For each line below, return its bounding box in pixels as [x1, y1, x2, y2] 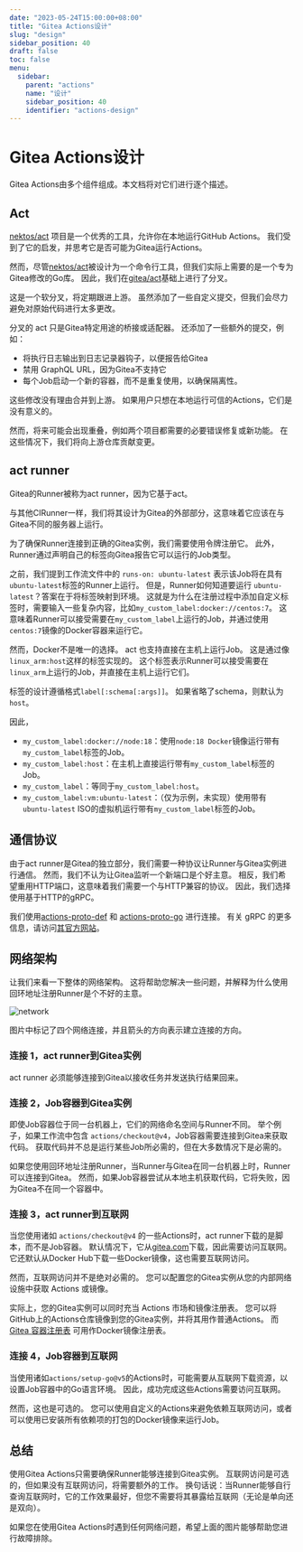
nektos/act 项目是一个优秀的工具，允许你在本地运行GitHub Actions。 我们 [9, 231, 284, 241]
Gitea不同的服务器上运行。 [9, 519, 108, 529]
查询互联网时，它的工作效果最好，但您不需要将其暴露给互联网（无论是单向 [9, 1491, 286, 1502]
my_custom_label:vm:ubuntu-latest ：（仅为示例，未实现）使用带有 [22, 791, 267, 802]
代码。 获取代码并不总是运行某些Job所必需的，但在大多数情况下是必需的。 [9, 1142, 287, 1153]
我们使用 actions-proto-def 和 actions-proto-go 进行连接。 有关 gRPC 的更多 [9, 911, 292, 921]
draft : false [9, 47, 59, 56]
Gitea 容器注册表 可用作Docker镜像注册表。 [9, 1325, 171, 1336]
